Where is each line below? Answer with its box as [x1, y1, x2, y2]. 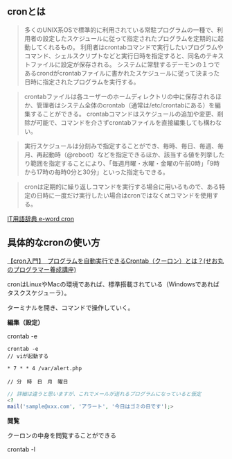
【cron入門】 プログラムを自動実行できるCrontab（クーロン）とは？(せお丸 [7, 257, 224, 265]
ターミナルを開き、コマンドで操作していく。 [7, 303, 134, 311]
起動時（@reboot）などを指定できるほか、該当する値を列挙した [42, 150, 225, 159]
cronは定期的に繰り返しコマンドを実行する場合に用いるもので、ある [24, 182, 220, 191]
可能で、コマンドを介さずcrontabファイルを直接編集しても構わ [36, 118, 216, 126]
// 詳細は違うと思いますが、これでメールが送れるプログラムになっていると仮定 [7, 390, 202, 397]
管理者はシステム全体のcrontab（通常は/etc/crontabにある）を [36, 101, 215, 109]
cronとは [7, 6, 46, 18]
